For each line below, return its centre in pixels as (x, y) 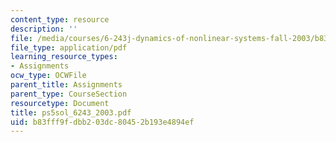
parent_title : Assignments (66, 85)
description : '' (44, 29)
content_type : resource (60, 19)
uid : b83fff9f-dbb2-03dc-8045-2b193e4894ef (102, 122)
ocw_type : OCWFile (48, 76)
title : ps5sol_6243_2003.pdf (71, 112)
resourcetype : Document (60, 103)
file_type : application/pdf (69, 47)
